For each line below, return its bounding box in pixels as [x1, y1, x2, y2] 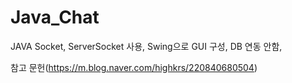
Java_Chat [10, 6, 100, 29]
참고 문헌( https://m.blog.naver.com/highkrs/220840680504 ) [10, 61, 258, 73]
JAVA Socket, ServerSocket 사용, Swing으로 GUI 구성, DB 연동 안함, [10, 40, 283, 52]
